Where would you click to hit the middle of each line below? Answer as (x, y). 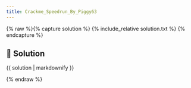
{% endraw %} (24, 79)
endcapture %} (25, 35)
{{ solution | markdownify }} (40, 68)
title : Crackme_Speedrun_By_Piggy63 (51, 12)
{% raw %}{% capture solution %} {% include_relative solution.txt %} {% (96, 29)
